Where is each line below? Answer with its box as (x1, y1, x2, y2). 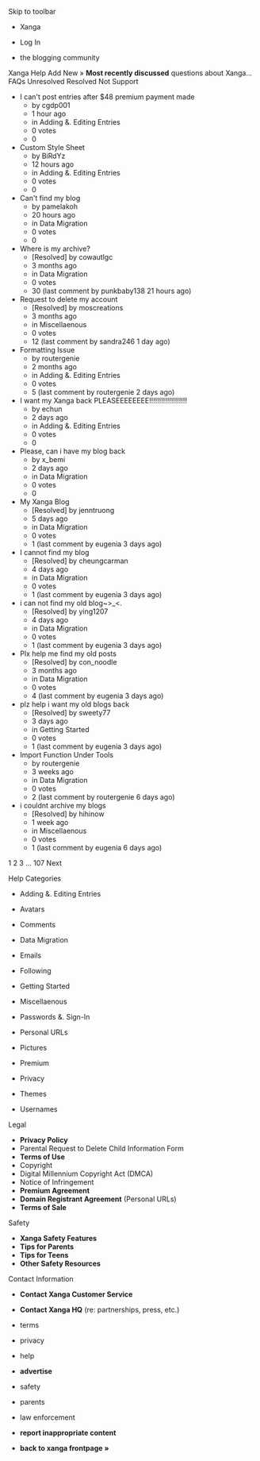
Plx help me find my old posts (19, 649, 117, 658)
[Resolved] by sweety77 (31, 708, 111, 717)
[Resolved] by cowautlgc (31, 252, 113, 261)
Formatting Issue (19, 345, 75, 354)
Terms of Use (19, 1152, 66, 1162)
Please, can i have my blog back (19, 446, 125, 456)
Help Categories (8, 873, 62, 883)
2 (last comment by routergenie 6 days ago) (31, 792, 176, 801)
